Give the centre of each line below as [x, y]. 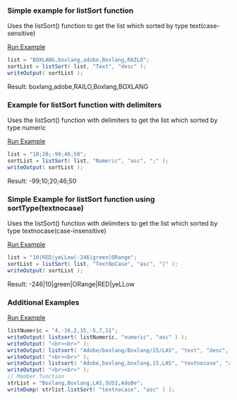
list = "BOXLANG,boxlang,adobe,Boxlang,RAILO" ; [79, 60]
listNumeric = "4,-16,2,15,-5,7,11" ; [63, 331]
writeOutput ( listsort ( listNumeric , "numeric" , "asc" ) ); [98, 337]
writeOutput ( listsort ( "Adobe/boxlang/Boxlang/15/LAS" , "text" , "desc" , [118, 350]
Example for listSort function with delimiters [85, 104]
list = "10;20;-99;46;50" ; [47, 154]
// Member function [36, 377]
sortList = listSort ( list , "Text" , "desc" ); [77, 67]
